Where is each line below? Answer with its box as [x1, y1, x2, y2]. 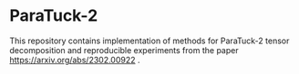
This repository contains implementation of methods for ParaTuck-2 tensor [9, 35, 290, 46]
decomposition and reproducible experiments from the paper [9, 44, 239, 55]
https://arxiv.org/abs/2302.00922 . [9, 54, 140, 65]
